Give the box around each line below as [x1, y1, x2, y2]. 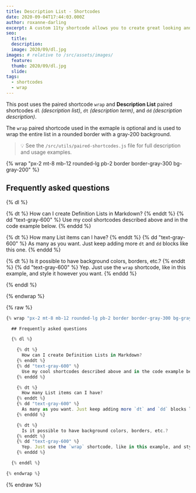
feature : [11, 57, 33, 63]
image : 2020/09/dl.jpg [11, 47, 66, 53]
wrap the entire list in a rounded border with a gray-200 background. [6, 130, 171, 137]
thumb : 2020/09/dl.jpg [11, 63, 66, 69]
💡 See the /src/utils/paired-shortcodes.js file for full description [20, 142, 181, 149]
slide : [11, 68, 27, 74]
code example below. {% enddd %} [6, 222, 92, 229]
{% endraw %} [6, 481, 42, 488]
